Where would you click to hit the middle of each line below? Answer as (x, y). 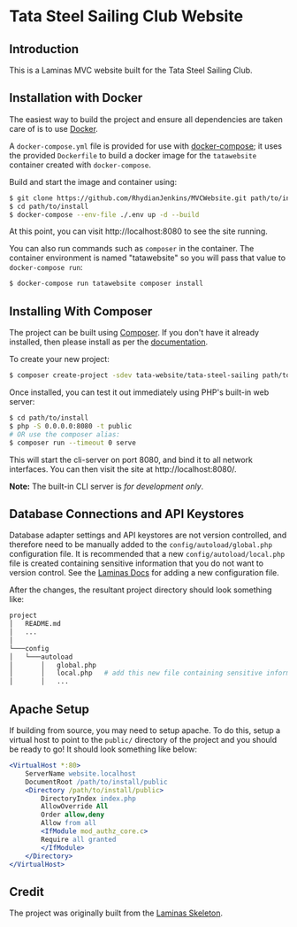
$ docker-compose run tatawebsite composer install (106, 284)
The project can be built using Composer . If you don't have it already (134, 333)
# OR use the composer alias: (65, 434)
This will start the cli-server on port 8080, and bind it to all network (131, 460)
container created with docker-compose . (80, 165)
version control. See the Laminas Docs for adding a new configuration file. (145, 573)
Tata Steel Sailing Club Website (126, 16)
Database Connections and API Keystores (127, 514)
